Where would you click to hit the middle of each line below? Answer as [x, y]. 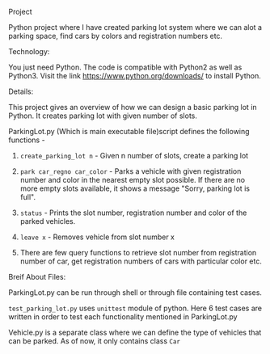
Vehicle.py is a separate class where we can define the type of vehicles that [135, 332]
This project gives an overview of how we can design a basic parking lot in [133, 107]
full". [28, 197]
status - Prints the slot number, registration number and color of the [133, 213]
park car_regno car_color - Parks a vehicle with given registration [131, 171]
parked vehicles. [48, 221]
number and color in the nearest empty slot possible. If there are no [132, 180]
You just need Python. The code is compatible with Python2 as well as [125, 67]
